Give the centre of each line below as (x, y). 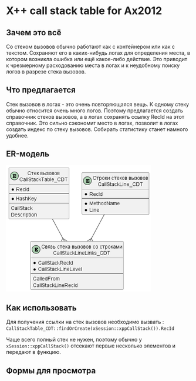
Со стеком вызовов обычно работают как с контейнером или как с (90, 46)
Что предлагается (41, 90)
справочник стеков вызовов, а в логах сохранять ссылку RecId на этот (95, 116)
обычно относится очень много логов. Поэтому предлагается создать (95, 111)
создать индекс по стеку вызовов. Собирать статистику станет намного (97, 129)
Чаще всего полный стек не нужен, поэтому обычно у (74, 340)
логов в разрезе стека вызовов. (46, 71)
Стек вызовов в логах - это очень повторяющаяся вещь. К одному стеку (98, 104)
